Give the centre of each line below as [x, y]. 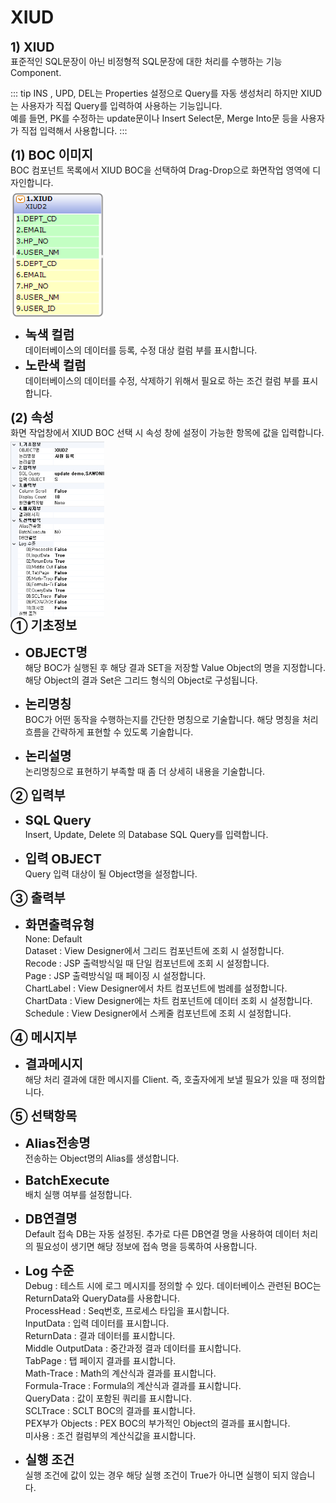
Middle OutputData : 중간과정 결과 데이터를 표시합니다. [133, 1348]
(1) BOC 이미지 [51, 155]
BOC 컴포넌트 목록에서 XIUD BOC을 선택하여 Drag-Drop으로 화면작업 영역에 [160, 170]
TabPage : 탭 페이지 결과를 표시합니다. [100, 1360]
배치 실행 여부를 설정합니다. [78, 1194]
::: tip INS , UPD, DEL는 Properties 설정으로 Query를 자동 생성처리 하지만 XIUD [166, 93]
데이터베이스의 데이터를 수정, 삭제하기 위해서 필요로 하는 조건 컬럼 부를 [162, 381]
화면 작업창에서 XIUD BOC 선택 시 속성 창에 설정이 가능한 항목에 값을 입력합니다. [167, 433]
